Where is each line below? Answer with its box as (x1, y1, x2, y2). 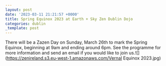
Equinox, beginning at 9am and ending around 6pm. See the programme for (5, 45, 161, 51)
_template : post (5, 26, 39, 31)
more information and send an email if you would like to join (5, 50, 128, 56)
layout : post (5, 7, 32, 12)
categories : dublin (5, 21, 46, 26)
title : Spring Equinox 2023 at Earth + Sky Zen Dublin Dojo (5, 16, 133, 21)
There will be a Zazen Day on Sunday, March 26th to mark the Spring (5, 39, 147, 45)
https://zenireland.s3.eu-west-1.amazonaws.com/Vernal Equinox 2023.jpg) (6, 55, 161, 61)
